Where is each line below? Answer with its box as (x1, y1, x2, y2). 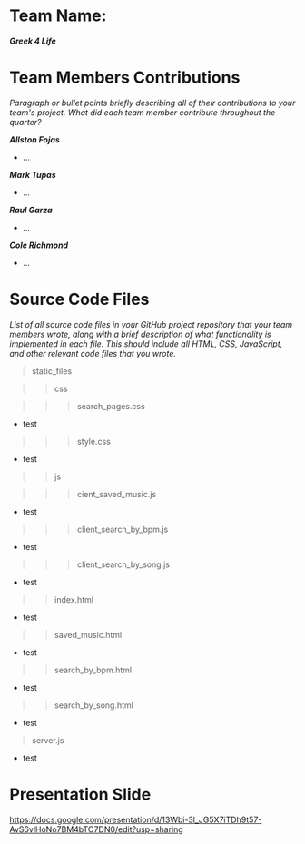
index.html (54, 594, 93, 604)
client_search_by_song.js (76, 559, 171, 570)
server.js (31, 734, 64, 745)
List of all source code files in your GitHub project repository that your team (9, 319, 293, 329)
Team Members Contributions (9, 67, 241, 88)
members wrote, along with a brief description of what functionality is (9, 329, 271, 339)
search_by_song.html (54, 700, 133, 711)
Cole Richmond (9, 240, 69, 250)
